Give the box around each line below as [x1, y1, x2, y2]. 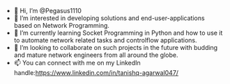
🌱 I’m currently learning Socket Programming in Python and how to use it [13, 28, 223, 37]
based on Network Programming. [13, 22, 110, 29]
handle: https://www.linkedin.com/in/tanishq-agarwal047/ [13, 69, 179, 76]
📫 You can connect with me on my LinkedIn [13, 59, 141, 67]
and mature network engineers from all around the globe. [13, 51, 178, 59]
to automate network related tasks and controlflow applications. [13, 36, 197, 44]
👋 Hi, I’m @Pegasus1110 [13, 7, 82, 15]
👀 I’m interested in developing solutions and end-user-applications [13, 14, 205, 22]
